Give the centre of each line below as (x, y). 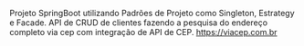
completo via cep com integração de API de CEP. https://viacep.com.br (143, 32)
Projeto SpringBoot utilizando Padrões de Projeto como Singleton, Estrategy (152, 13)
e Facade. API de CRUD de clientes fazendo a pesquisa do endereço (138, 23)
